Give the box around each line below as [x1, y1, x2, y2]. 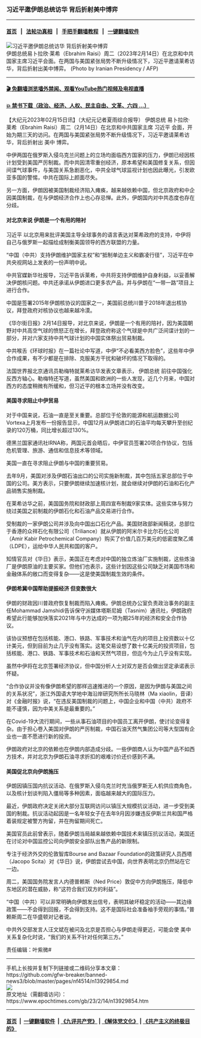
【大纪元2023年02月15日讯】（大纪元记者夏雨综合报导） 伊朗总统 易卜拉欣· [6, 116, 190, 123]
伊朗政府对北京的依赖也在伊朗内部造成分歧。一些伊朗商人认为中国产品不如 [6, 745, 190, 752]
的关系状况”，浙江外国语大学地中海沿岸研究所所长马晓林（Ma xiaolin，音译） [6, 690, 193, 697]
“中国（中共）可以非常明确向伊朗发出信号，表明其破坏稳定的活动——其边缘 [6, 898, 193, 906]
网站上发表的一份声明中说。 [22, 259, 90, 266]
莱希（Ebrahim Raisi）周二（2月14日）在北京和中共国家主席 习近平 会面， [6, 124, 188, 131]
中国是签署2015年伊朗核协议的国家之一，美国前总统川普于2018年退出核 [6, 299, 182, 306]
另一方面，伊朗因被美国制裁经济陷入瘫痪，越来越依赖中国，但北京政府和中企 [6, 187, 195, 194]
